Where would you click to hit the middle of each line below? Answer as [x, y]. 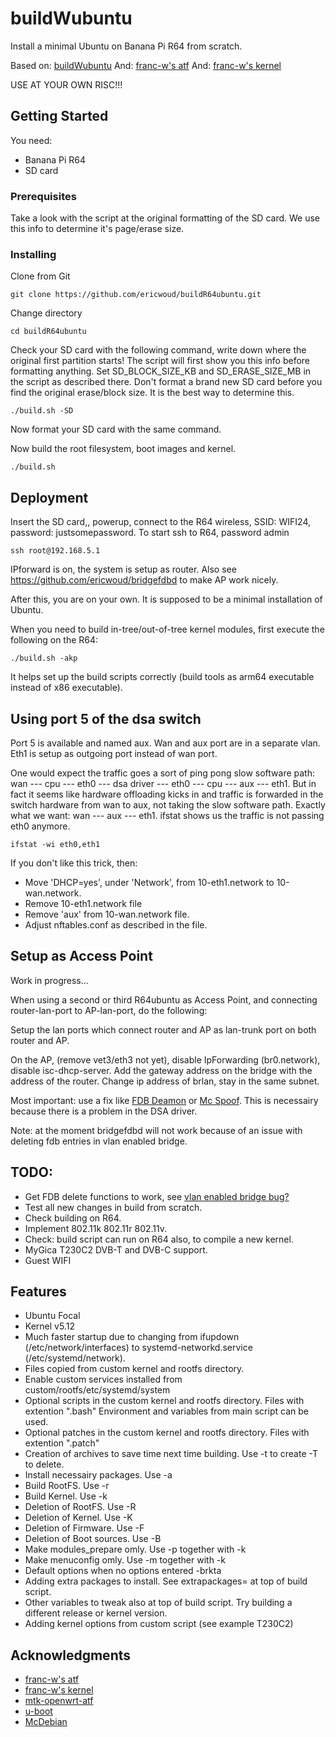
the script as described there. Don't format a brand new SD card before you [166, 382]
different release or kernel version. [96, 1613]
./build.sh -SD [42, 411]
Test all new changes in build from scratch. [113, 1207]
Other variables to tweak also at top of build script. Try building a [158, 1603]
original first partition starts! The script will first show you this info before [160, 361]
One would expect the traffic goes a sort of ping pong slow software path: [163, 773]
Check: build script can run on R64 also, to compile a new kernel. [159, 1239]
